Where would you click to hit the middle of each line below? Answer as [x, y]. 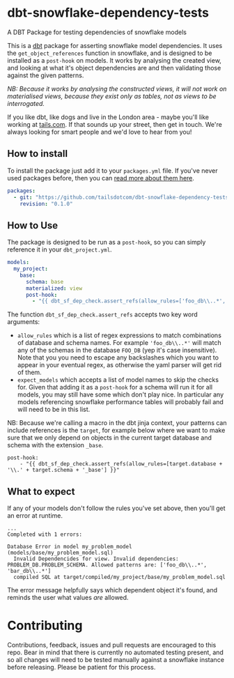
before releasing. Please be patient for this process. [81, 668]
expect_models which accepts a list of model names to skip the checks [118, 380]
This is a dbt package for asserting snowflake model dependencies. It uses [115, 45]
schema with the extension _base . [55, 445]
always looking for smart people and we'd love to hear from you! [100, 132]
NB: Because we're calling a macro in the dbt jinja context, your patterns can [117, 423]
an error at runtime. [35, 516]
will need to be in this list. [54, 410]
